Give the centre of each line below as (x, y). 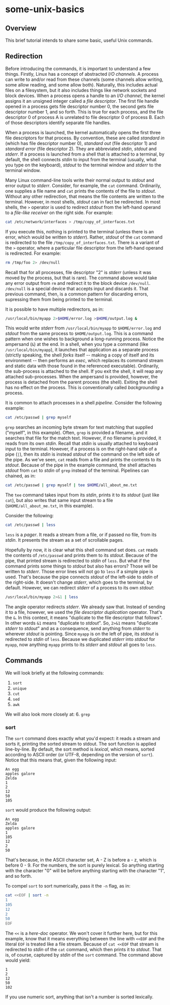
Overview (21, 28)
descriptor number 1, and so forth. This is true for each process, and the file (84, 112)
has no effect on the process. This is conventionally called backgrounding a (84, 388)
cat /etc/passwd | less (30, 525)
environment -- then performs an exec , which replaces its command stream (84, 361)
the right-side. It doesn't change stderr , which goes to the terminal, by (79, 582)
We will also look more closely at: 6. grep (48, 714)
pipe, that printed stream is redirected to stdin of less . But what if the (77, 561)
